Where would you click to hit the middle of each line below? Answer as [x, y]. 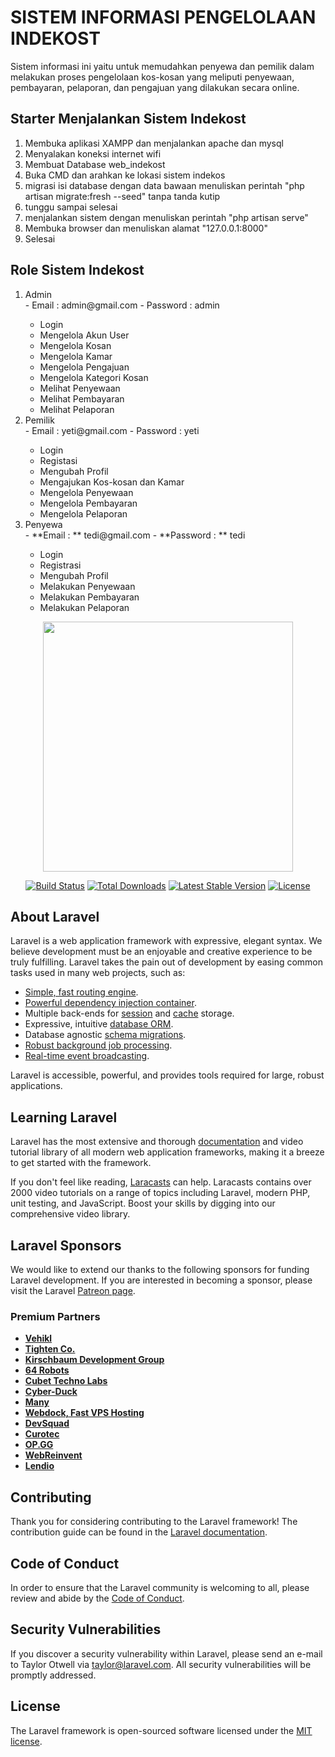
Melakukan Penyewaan [87, 586]
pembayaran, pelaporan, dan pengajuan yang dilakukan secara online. [155, 87]
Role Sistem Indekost [77, 270]
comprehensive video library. [70, 1214]
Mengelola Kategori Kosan [94, 377]
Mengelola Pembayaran [88, 503]
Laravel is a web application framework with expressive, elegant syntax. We [166, 941]
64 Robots [47, 1370]
